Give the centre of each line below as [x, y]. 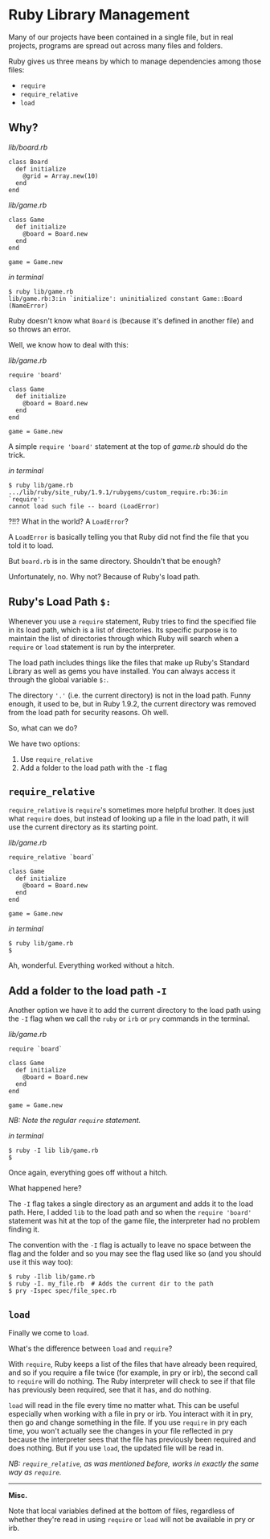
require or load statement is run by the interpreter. [92, 647]
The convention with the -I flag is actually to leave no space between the [130, 1245]
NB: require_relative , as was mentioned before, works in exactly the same [134, 1463]
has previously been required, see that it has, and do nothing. [110, 1390]
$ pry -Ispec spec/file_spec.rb [62, 1291]
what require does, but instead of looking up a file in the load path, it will [129, 819]
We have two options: [44, 743]
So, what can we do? [43, 728]
